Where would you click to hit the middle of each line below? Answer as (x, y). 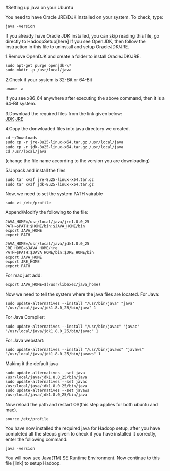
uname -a (14, 89)
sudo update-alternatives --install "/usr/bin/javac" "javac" (72, 327)
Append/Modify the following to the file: (47, 212)
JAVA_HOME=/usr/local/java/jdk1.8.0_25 (47, 244)
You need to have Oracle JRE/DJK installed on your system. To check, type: (84, 17)
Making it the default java (32, 364)
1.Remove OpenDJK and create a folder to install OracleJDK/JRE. (73, 56)
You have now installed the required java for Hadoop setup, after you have (83, 428)
